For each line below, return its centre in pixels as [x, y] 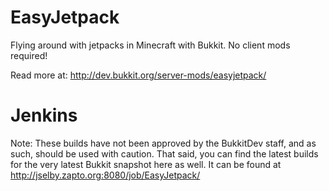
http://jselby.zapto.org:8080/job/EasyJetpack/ [105, 175]
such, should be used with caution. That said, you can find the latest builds [164, 153]
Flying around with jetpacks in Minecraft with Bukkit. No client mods [150, 45]
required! [29, 55]
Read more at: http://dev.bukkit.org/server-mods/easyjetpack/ [138, 75]
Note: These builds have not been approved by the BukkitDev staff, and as [163, 143]
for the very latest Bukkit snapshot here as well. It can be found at [146, 164]
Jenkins [44, 115]
